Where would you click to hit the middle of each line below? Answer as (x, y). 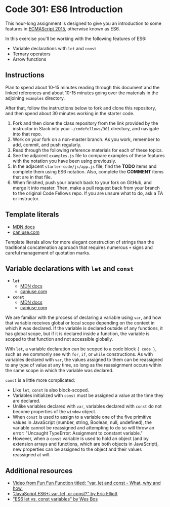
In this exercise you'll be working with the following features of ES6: (76, 39)
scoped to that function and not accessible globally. (59, 339)
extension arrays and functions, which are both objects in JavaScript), (86, 444)
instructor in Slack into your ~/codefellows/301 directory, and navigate (86, 128)
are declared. (26, 401)
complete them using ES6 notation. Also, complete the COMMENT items (88, 171)
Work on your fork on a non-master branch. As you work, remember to (86, 139)
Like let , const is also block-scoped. (51, 390)
